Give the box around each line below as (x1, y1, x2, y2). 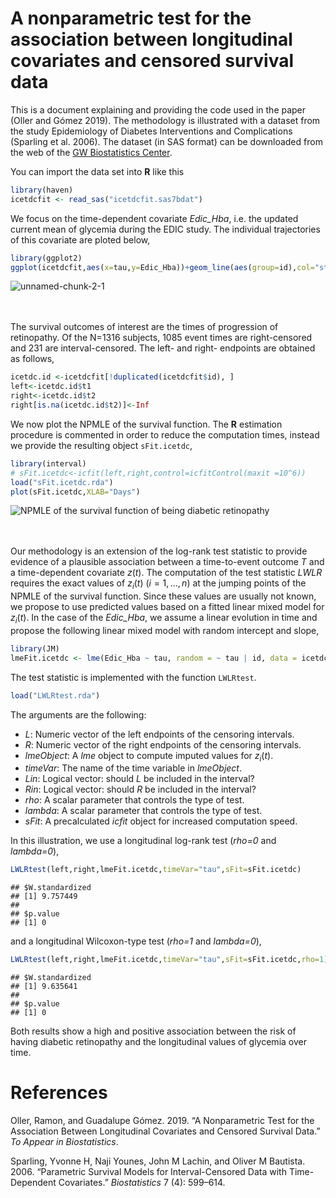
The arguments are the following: (10, 708, 147, 721)
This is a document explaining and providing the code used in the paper (10, 103, 307, 116)
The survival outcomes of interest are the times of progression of (10, 321, 279, 333)
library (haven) (10, 185, 74, 195)
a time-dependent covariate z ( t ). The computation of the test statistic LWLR (10, 567, 323, 579)
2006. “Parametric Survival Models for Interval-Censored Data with (10, 1166, 287, 1178)
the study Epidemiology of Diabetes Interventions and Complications (10, 125, 293, 137)
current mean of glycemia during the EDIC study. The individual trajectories (10, 223, 321, 235)
